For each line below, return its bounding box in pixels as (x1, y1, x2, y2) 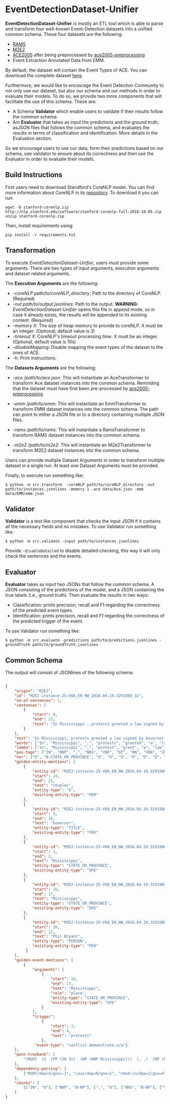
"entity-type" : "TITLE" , (32, 825, 85, 831)
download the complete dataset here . (5, 72, 83, 78)
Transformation (5, 246, 56, 255)
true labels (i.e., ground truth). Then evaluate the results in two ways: (5, 592, 149, 598)
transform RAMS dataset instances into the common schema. (12, 432, 141, 438)
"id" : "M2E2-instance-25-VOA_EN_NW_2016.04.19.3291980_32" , (14, 693, 144, 698)
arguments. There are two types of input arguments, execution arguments (5, 265, 159, 271)
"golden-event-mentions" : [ (14, 957, 73, 963)
